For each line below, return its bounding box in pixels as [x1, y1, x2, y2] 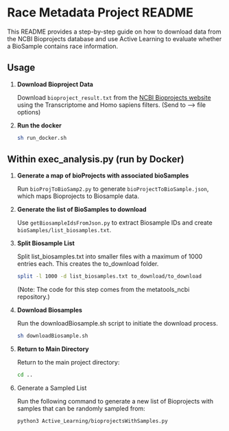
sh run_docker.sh [16, 134, 67, 141]
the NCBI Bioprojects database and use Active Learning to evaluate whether [7, 34, 222, 42]
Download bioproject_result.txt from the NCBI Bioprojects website [16, 93, 211, 101]
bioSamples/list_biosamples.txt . [16, 226, 112, 234]
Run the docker [16, 121, 62, 130]
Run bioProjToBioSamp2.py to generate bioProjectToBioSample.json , [16, 185, 209, 193]
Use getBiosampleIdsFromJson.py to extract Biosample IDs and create [16, 219, 213, 227]
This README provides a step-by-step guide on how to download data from [7, 27, 221, 36]
